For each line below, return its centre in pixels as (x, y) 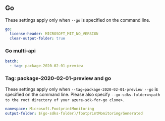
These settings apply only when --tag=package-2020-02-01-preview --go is (82, 89)
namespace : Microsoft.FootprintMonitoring (50, 109)
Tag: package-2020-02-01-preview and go (58, 79)
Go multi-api (21, 51)
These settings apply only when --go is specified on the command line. (78, 20)
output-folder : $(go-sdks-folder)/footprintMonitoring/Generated (74, 113)
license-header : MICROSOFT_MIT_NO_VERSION (54, 34)
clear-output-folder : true (37, 38)
